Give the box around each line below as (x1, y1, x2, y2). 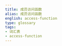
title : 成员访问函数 (5, 7, 42, 12)
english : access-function (5, 16, 57, 21)
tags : (5, 25, 16, 30)
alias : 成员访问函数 (5, 11, 42, 16)
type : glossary (5, 20, 36, 25)
